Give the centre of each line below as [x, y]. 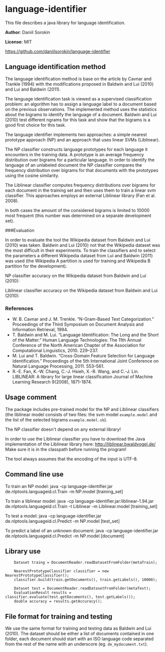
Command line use [34, 474]
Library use [23, 551]
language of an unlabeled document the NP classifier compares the [74, 165]
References [19, 308]
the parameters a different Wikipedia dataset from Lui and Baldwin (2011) [79, 255]
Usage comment [31, 397]
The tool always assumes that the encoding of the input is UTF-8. [71, 459]
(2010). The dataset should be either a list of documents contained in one [80, 634]
